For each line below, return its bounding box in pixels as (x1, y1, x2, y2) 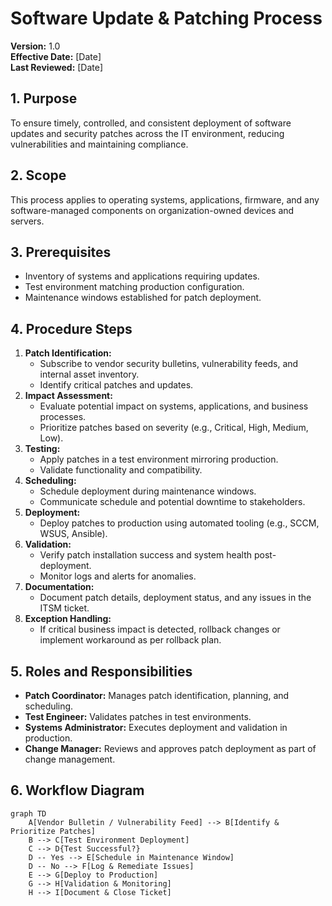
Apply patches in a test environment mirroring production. (39, 453, 279, 466)
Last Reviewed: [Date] (10, 61, 104, 73)
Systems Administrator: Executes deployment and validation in (24, 722, 288, 733)
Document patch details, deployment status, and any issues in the (39, 592, 312, 604)
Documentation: (24, 581, 95, 593)
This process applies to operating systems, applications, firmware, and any (10, 193, 320, 206)
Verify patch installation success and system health (39, 549, 253, 561)
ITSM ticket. (39, 602, 90, 614)
